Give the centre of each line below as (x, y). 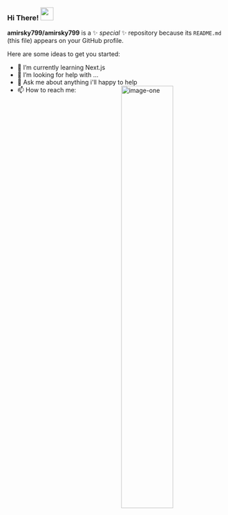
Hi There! (23, 17)
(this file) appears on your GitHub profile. (66, 41)
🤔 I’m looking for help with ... (58, 75)
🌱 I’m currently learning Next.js (61, 68)
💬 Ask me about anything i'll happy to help (77, 82)
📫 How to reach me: (47, 90)
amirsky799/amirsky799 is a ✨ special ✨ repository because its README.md (114, 33)
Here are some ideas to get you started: (64, 54)
